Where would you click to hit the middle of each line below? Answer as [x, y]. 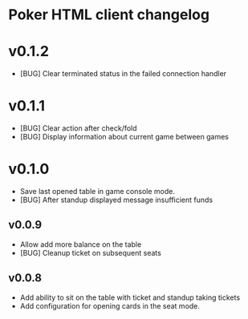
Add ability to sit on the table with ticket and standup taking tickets [130, 297]
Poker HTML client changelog [109, 15]
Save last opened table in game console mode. [97, 191]
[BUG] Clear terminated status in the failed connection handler [123, 74]
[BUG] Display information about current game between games [124, 137]
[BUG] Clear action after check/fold [79, 128]
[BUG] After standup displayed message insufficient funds [116, 200]
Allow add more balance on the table [81, 244]
